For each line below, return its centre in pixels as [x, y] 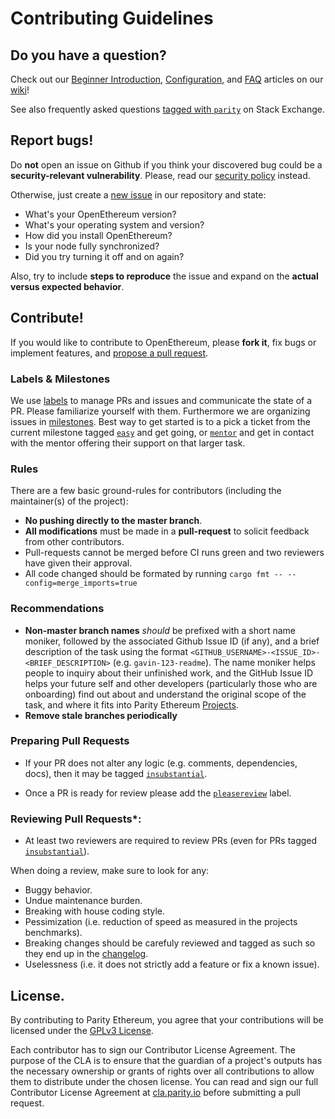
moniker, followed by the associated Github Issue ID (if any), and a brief [172, 641]
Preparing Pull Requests [70, 741]
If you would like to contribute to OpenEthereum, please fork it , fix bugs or [163, 342]
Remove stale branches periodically [101, 715]
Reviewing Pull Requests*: [76, 819]
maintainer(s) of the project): [69, 501]
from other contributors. [74, 542]
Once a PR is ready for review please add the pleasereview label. [158, 793]
